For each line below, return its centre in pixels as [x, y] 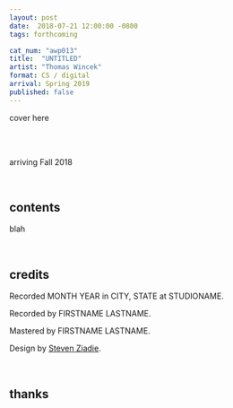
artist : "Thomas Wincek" [56, 67]
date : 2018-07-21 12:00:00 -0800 [74, 26]
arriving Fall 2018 [41, 161]
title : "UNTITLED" [46, 59]
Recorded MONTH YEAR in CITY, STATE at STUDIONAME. [116, 296]
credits [30, 274]
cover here [29, 117]
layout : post [34, 17]
